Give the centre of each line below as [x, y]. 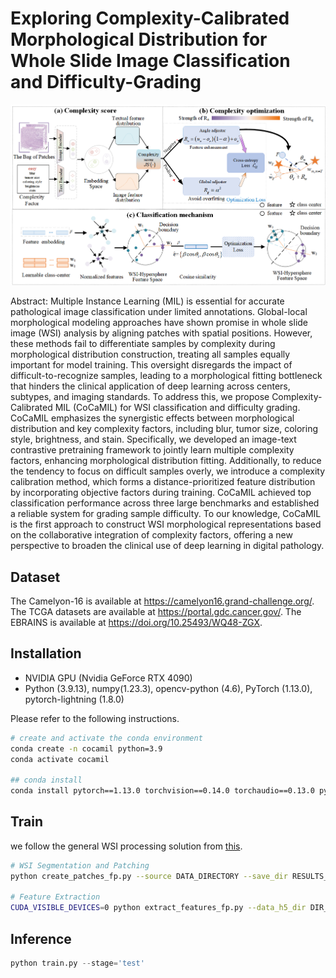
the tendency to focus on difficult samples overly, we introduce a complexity [168, 471]
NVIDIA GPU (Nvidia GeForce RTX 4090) [108, 678]
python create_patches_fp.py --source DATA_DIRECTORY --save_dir [149, 876]
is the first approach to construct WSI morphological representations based [166, 524]
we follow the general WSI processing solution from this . [126, 846]
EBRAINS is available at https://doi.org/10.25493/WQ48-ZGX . [136, 622]
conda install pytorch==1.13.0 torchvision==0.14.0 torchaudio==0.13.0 [162, 791]
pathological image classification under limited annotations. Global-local [159, 312]
